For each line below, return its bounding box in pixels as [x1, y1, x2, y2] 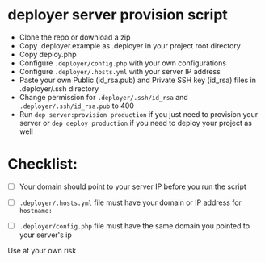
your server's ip [19, 230, 72, 240]
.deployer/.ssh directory [19, 83, 99, 94]
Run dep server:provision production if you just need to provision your [19, 109, 259, 119]
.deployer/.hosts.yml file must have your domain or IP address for [19, 198, 242, 207]
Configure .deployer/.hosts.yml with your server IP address [19, 66, 221, 76]
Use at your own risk [7, 246, 77, 256]
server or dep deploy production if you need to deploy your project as [19, 118, 252, 127]
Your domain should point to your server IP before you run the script [19, 182, 247, 191]
